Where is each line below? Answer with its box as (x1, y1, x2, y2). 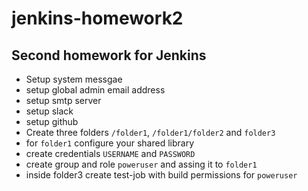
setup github (25, 116, 79, 127)
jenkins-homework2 (11, 7, 184, 30)
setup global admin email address (25, 84, 166, 96)
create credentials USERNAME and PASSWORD (25, 148, 196, 159)
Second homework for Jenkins (11, 47, 207, 64)
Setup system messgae (25, 73, 123, 85)
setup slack (25, 105, 74, 117)
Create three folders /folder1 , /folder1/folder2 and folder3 (25, 127, 276, 138)
